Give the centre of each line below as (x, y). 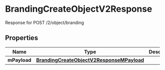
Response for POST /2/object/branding (45, 23)
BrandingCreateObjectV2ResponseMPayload (90, 60)
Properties (22, 38)
